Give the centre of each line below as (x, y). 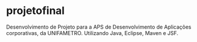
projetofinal (36, 11)
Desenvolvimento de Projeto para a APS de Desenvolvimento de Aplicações (99, 27)
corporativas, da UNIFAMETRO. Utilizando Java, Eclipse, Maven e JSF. (92, 33)
